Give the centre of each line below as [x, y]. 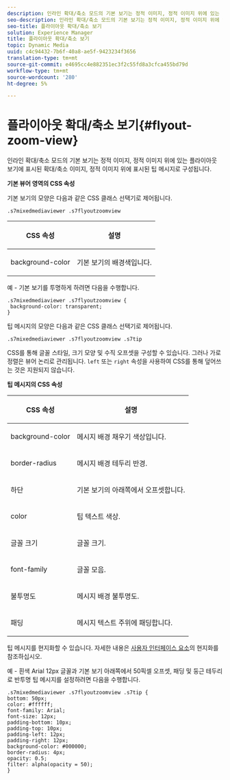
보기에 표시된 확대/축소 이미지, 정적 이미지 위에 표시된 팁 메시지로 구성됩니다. [110, 169]
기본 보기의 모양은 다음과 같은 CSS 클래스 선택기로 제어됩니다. [90, 198]
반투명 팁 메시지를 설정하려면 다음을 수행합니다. [77, 680]
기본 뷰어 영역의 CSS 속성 [41, 184]
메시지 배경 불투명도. [108, 596]
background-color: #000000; [47, 747]
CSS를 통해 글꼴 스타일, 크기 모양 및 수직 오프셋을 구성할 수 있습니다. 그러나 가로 [114, 353]
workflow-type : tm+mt [38, 71]
